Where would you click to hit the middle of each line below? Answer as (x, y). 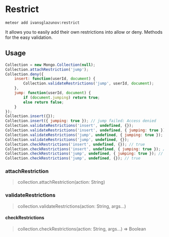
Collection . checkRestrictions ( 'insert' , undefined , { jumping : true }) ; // (86, 149)
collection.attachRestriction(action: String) (61, 182)
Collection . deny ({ (24, 74)
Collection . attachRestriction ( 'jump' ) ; (47, 69)
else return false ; (44, 102)
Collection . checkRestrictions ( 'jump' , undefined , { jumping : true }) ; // (84, 154)
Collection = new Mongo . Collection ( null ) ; (50, 65)
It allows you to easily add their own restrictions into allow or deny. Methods (84, 32)
